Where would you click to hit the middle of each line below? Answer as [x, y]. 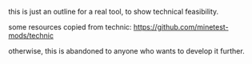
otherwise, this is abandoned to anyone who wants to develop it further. [127, 51]
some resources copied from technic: [70, 27]
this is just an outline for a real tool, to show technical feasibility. [114, 12]
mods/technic [31, 36]
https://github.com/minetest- [181, 27]
